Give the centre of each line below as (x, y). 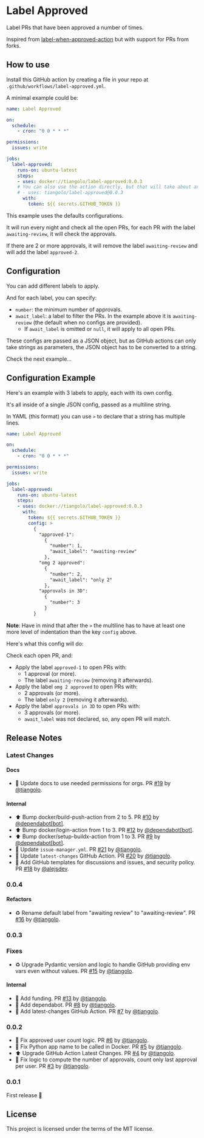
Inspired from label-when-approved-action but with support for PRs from (98, 39)
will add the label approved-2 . (42, 252)
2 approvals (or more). (52, 693)
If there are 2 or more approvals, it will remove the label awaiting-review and (102, 245)
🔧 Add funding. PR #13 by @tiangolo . (61, 999)
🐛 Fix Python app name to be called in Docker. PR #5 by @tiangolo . (99, 1047)
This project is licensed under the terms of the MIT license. (80, 1129)
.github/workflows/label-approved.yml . (56, 86)
